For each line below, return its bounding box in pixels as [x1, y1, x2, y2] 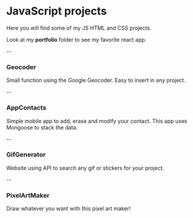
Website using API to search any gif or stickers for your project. [6, 164, 165, 171]
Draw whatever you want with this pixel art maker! [6, 205, 131, 213]
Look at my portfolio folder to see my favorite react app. [6, 36, 147, 43]
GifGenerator [6, 150, 46, 159]
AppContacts [6, 104, 47, 112]
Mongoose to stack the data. [6, 124, 78, 131]
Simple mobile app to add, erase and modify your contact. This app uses [6, 117, 188, 125]
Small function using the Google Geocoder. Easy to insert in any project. [6, 77, 186, 84]
